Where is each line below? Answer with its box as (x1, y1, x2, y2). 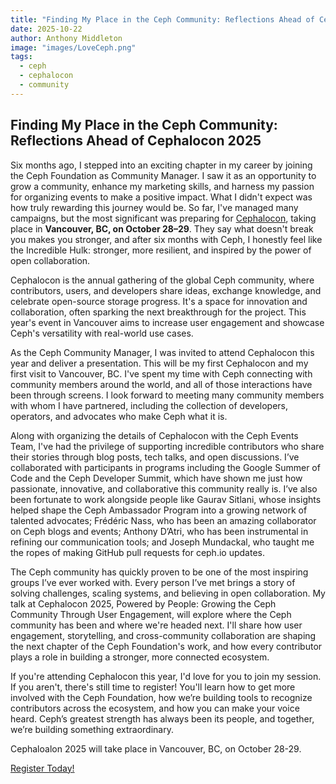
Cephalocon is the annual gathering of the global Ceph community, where (10, 274, 315, 286)
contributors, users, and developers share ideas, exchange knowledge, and (10, 284, 322, 296)
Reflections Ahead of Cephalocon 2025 (10, 132, 262, 150)
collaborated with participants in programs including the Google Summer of (10, 461, 321, 473)
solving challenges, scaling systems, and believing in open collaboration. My (10, 587, 326, 599)
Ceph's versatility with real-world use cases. (10, 327, 194, 339)
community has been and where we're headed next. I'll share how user (10, 619, 303, 631)
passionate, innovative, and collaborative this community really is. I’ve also (10, 482, 318, 495)
